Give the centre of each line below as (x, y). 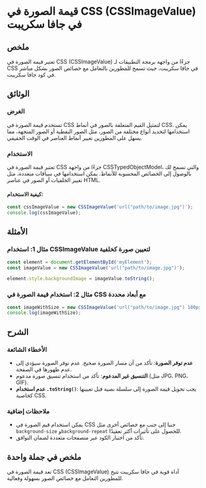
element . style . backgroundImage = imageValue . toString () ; (81, 279)
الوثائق (18, 94)
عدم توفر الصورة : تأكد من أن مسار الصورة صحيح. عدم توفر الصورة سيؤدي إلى (104, 362)
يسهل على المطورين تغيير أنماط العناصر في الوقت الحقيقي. (75, 138)
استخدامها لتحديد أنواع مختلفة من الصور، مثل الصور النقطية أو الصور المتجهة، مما (98, 131)
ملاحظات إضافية (28, 411)
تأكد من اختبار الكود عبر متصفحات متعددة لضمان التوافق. (80, 438)
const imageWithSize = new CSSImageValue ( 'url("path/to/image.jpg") (96, 307)
